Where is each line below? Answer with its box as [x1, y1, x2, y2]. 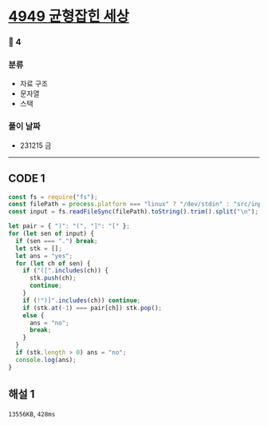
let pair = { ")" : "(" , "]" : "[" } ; [8, 222, 130, 230]
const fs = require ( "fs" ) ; [8, 193, 98, 201]
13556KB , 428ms [8, 409, 56, 419]
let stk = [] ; [15, 245, 62, 253]
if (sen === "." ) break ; [15, 237, 98, 245]
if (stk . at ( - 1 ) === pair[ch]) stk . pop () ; [22, 304, 162, 312]
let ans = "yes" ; [15, 252, 73, 260]
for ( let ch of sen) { [15, 259, 91, 268]
